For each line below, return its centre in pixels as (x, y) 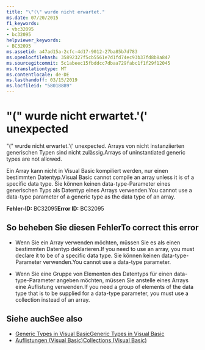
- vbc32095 (20, 29)
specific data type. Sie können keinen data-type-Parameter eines (88, 183)
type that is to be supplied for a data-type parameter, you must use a (102, 293)
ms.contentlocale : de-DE (38, 75)
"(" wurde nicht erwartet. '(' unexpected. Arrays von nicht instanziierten (95, 146)
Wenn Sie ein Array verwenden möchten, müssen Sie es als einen (98, 242)
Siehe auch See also (45, 319)
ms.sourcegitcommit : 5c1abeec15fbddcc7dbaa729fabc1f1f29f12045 (88, 63)
